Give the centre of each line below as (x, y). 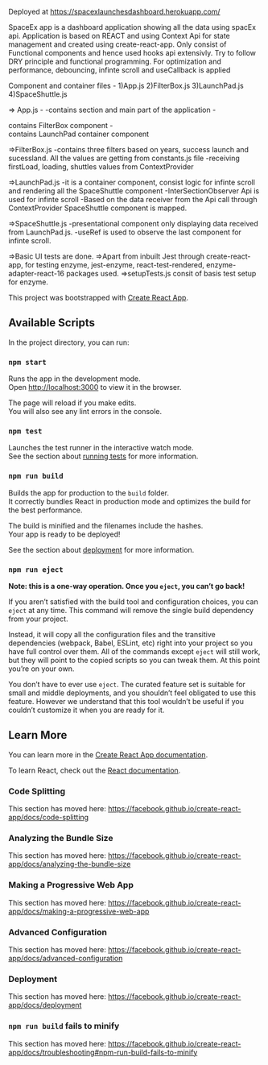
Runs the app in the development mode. (74, 379)
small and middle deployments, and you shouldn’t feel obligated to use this (132, 693)
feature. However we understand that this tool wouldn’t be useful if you (126, 701)
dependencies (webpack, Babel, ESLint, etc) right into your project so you (131, 643)
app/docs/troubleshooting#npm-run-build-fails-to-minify (103, 1052)
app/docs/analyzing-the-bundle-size (70, 864)
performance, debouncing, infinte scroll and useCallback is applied (120, 70)
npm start (27, 362)
